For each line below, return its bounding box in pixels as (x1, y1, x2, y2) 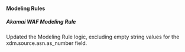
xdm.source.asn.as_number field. (6, 39, 87, 47)
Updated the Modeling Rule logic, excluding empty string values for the (6, 33, 180, 40)
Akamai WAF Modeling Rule (6, 18, 76, 25)
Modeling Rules (6, 5, 46, 12)
